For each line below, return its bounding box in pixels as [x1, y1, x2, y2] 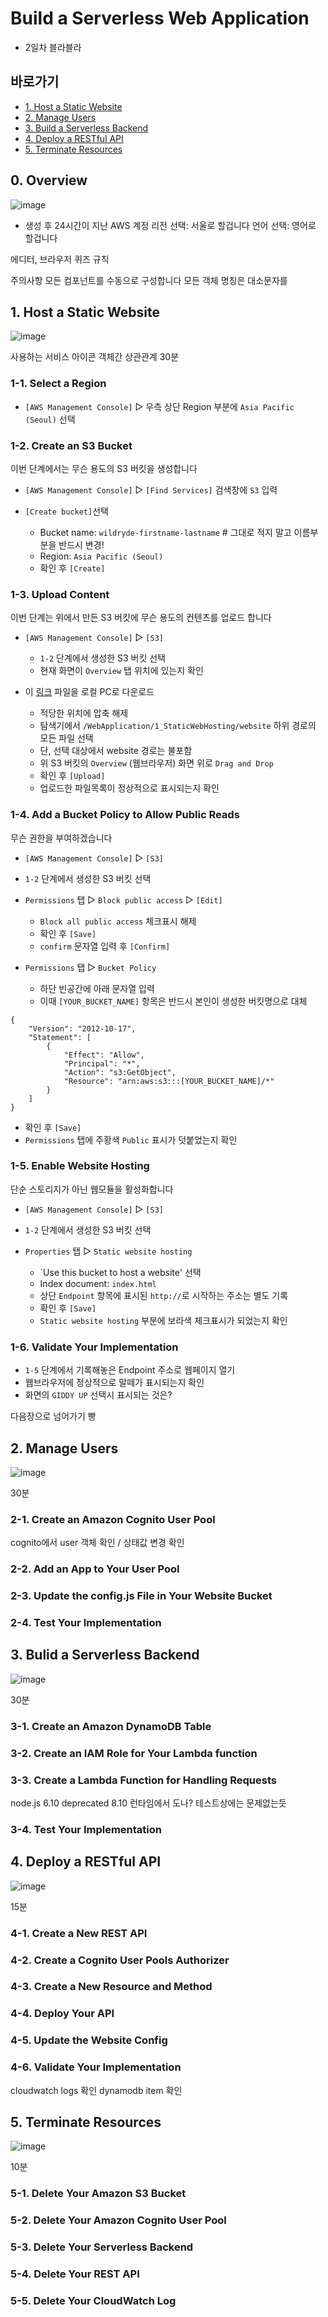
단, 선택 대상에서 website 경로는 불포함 [39, 745, 193, 757]
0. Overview [10, 172, 88, 189]
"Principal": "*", [63, 1058, 141, 1069]
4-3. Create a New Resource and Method [10, 1980, 213, 1994]
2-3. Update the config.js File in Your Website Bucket [10, 1589, 273, 1603]
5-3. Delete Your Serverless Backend [10, 2240, 194, 2254]
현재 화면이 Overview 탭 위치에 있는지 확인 [39, 665, 204, 677]
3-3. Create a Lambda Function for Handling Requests [10, 1773, 277, 1787]
